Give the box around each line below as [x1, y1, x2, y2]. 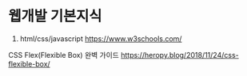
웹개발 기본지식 [8, 7, 102, 25]
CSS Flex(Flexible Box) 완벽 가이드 [8, 50, 120, 59]
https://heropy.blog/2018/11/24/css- [121, 50, 239, 59]
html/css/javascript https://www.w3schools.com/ [19, 33, 182, 44]
